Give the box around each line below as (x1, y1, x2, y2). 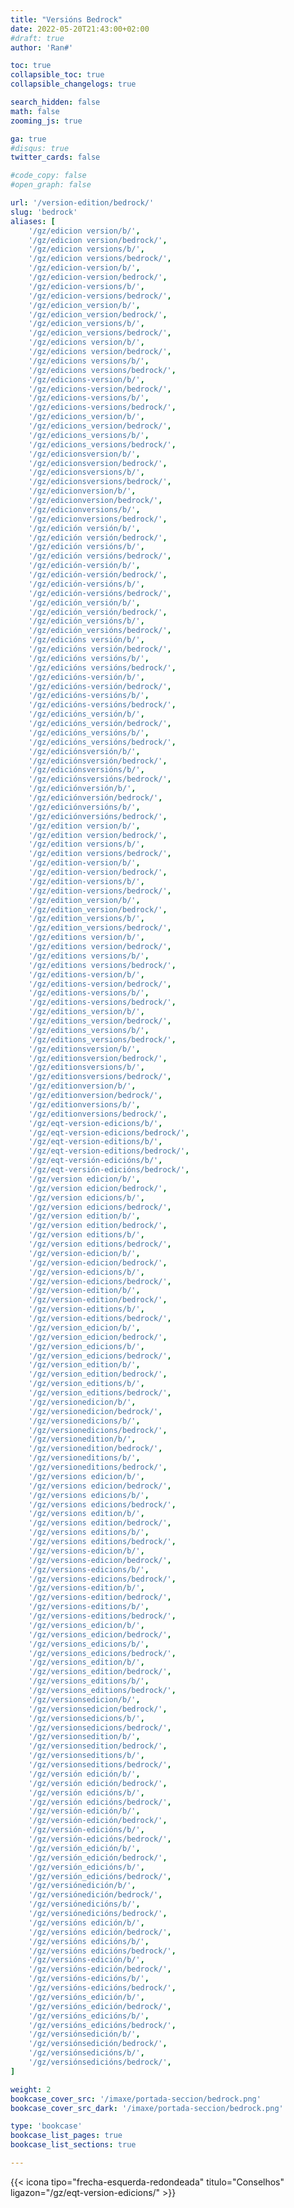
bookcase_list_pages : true (10, 2131, 123, 2141)
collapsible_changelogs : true (10, 79, 137, 90)
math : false (10, 106, 60, 116)
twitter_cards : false (10, 152, 101, 163)
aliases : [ (10, 216, 56, 226)
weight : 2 (10, 2084, 52, 2095)
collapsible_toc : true (10, 70, 105, 80)
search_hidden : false (10, 97, 101, 107)
